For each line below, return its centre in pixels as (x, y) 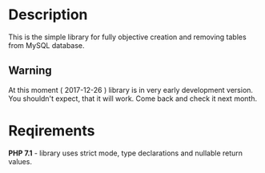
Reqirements (52, 131)
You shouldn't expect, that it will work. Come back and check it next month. (133, 99)
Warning (30, 71)
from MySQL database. (47, 45)
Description (48, 15)
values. (20, 161)
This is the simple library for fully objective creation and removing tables (127, 37)
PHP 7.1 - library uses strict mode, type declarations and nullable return (125, 153)
